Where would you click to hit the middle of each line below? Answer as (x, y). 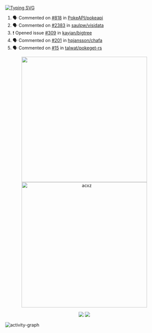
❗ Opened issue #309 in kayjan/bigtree (52, 33)
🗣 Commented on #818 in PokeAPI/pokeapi (58, 18)
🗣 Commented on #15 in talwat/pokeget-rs (57, 48)
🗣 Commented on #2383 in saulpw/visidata (58, 25)
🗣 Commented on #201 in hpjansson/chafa (57, 40)
